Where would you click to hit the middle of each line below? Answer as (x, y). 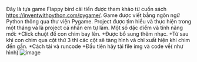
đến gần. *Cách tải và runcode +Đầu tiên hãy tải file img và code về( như (95, 46)
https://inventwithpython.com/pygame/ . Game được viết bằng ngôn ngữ (93, 15)
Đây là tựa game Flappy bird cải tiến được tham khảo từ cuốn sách (86, 9)
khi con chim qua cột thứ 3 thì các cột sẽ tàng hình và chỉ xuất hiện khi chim (98, 40)
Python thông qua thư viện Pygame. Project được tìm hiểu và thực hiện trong (99, 21)
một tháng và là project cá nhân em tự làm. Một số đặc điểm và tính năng (95, 27)
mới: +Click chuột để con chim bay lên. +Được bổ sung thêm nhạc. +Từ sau (97, 34)
